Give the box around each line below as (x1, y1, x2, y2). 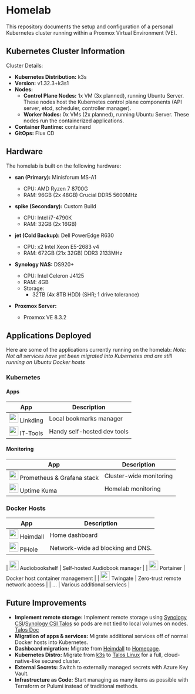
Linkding (19, 416, 44, 424)
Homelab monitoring (105, 485, 161, 493)
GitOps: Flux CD (14, 129, 55, 136)
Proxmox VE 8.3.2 (23, 313, 67, 321)
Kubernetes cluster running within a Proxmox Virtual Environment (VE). (6, 29, 177, 36)
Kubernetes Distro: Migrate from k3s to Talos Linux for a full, (14, 651, 163, 658)
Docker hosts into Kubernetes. (14, 639, 89, 646)
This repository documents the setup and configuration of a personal (6, 23, 173, 30)
